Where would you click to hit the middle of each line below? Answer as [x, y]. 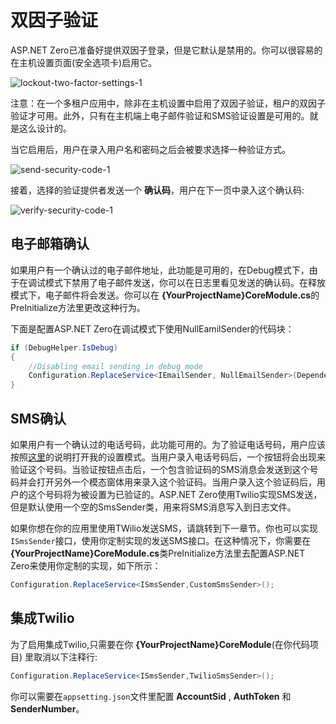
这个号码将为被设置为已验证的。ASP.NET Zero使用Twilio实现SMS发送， [175, 494]
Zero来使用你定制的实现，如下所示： [86, 565]
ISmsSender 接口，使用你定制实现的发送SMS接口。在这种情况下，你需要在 [161, 540]
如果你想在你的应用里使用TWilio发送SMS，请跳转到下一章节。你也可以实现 [164, 528]
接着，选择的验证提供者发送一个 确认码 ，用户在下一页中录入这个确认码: [157, 190]
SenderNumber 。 [47, 708]
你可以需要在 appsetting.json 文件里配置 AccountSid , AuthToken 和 [151, 696]
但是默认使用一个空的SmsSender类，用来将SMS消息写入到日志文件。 [153, 507]
